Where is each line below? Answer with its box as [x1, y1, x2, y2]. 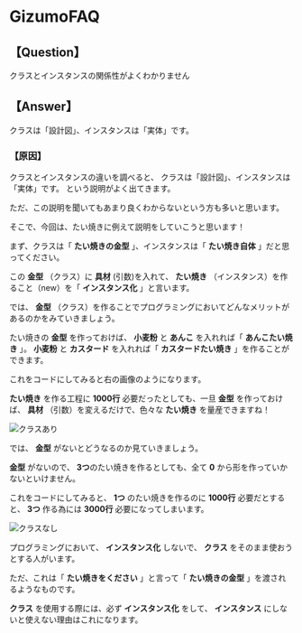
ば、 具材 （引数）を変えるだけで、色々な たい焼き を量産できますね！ [9, 405, 270, 415]
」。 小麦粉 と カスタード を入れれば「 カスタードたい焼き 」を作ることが [19, 343, 290, 354]
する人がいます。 [16, 554, 80, 564]
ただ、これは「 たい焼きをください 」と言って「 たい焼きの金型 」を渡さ [9, 572, 279, 583]
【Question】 [9, 44, 86, 60]
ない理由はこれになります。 [40, 614, 143, 625]
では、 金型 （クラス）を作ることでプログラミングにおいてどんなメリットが [9, 302, 290, 312]
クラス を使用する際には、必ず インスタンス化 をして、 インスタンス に [9, 603, 272, 614]
